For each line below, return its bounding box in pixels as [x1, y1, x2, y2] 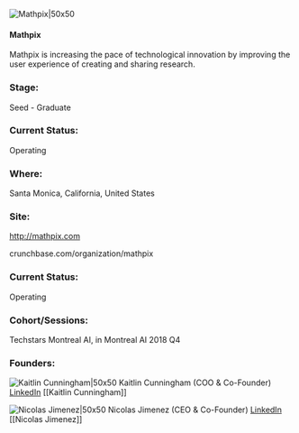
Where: [9, 167, 43, 180]
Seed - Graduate [9, 102, 72, 113]
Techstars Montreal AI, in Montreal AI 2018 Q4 [9, 334, 181, 345]
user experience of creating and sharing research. [9, 59, 195, 69]
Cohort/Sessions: [9, 314, 88, 327]
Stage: [9, 81, 39, 94]
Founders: [9, 356, 56, 369]
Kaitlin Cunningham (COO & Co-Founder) [118, 377, 272, 388]
